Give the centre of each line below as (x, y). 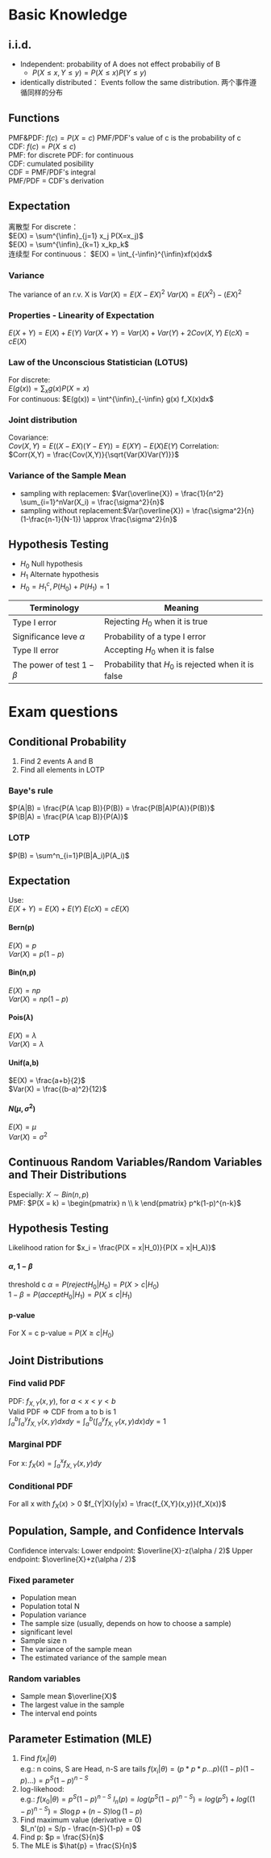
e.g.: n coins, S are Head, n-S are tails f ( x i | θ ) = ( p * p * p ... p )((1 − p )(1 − (138, 1770)
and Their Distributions (68, 1175)
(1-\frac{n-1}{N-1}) (50, 519)
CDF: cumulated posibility (51, 163)
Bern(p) (21, 927)
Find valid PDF (37, 1384)
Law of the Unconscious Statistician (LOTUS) (98, 362)
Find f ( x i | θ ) (38, 1759)
